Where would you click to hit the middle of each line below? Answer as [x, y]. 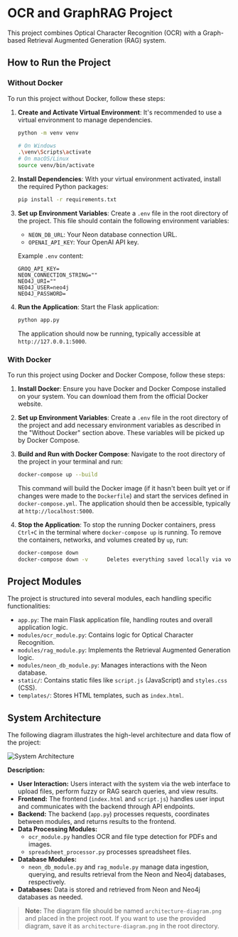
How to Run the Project [59, 63]
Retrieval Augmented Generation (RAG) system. [97, 40]
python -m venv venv [48, 133]
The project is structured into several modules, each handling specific [109, 599]
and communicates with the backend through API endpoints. [106, 807]
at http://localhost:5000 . [56, 510]
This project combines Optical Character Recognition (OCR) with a [104, 33]
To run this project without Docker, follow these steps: [86, 98]
